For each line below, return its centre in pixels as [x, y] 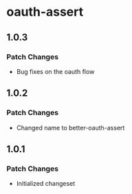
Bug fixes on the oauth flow [55, 71]
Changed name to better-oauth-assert [70, 128]
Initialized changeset [46, 184]
